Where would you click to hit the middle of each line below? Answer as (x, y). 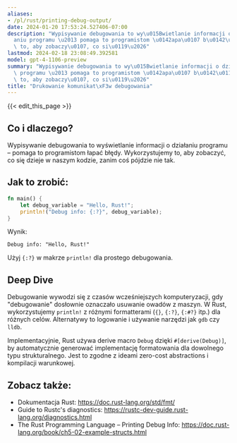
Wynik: (18, 232)
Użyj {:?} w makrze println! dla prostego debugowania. (90, 257)
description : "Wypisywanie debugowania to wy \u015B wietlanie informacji (116, 34)
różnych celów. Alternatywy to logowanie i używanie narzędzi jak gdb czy (114, 320)
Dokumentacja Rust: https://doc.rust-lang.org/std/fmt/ (96, 402)
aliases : (20, 14)
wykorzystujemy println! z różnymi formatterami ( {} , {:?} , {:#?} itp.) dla (114, 312)
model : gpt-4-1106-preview (47, 60)
